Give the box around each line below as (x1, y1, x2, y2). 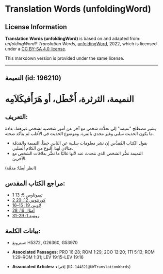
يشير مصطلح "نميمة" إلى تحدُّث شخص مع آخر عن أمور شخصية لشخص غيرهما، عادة (5, 125, 156, 132)
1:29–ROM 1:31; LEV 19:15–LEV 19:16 (12, 254, 84, 260)
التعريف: (5, 113, 28, 121)
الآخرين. (12, 155, 27, 161)
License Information (5, 23, 67, 31)
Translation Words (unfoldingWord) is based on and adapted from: (5, 35, 141, 41)
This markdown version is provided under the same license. (5, 55, 125, 61)
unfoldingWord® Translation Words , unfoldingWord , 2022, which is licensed (5, 41, 157, 47)
